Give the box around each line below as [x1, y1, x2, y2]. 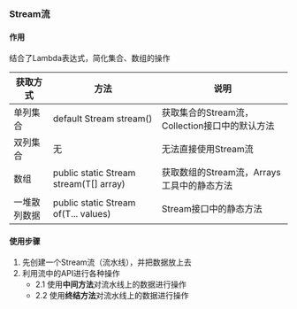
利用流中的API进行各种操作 [21, 268, 121, 279]
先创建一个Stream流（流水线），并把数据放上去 [21, 257, 192, 267]
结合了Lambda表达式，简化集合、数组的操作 [9, 53, 171, 64]
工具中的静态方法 [162, 180, 233, 192]
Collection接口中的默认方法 [162, 120, 275, 132]
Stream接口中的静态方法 [162, 203, 263, 215]
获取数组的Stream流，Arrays [162, 166, 281, 179]
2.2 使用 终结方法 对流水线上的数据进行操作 [34, 290, 189, 301]
